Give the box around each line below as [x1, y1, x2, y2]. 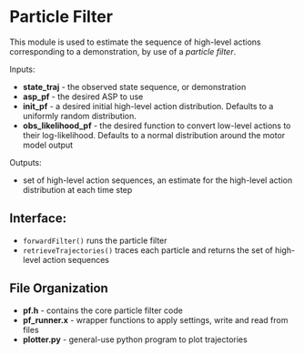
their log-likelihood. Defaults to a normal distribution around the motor [22, 129, 286, 140]
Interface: [9, 211, 66, 227]
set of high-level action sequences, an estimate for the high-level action [22, 175, 293, 186]
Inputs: [9, 64, 35, 75]
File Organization [9, 280, 109, 297]
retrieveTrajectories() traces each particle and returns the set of [22, 244, 273, 256]
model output [22, 139, 74, 150]
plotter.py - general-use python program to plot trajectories [22, 334, 248, 345]
